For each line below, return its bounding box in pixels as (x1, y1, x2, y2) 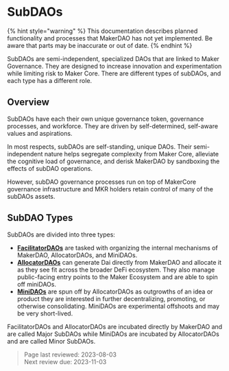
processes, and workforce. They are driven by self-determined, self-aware (7, 121, 218, 130)
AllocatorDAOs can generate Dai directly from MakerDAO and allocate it (16, 258, 221, 266)
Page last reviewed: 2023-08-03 (23, 350, 117, 359)
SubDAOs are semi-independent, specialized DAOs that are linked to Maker (7, 54, 219, 62)
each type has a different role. (7, 76, 93, 84)
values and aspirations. (7, 129, 73, 137)
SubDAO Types (7, 212, 73, 224)
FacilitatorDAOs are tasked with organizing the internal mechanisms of (16, 243, 218, 252)
